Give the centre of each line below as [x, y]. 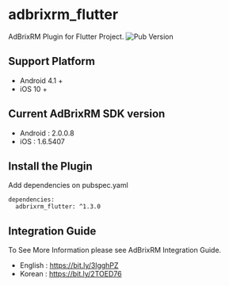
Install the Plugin [50, 166]
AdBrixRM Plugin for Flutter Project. [66, 36]
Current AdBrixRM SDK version [87, 114]
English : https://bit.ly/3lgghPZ [69, 265]
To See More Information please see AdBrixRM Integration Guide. [115, 250]
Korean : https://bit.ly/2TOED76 [71, 274]
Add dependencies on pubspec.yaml [68, 185]
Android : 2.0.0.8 [47, 133]
